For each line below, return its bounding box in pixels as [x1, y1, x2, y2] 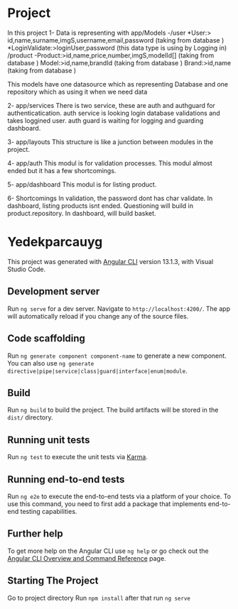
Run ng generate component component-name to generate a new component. [7, 351, 227, 360]
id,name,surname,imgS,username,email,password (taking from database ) [7, 35, 225, 44]
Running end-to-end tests [7, 473, 125, 485]
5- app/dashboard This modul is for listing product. [7, 180, 157, 189]
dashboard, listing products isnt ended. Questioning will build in [7, 201, 194, 210]
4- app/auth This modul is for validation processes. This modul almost [7, 158, 213, 168]
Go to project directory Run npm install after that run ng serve [7, 593, 190, 602]
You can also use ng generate [7, 358, 94, 367]
